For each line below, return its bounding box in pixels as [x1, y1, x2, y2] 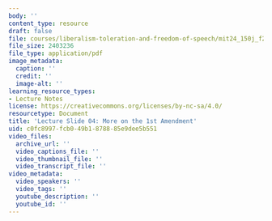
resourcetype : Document [8, 110, 89, 118]
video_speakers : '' [15, 177, 82, 186]
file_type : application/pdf [8, 49, 104, 57]
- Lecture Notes [8, 95, 63, 103]
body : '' [8, 11, 38, 20]
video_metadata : [8, 170, 63, 178]
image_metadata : [8, 57, 63, 66]
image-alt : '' [15, 79, 63, 87]
